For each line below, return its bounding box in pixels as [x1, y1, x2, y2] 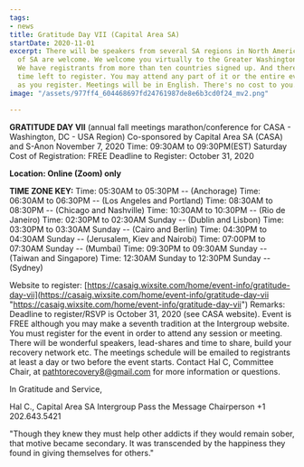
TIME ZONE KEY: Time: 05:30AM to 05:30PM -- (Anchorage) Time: [9, 185, 261, 196]
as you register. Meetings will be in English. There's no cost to [17, 80, 278, 89]
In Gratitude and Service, [9, 383, 102, 394]
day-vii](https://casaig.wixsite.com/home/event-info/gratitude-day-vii [9, 289, 270, 300]
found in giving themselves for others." [9, 447, 155, 458]
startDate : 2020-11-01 [9, 38, 95, 48]
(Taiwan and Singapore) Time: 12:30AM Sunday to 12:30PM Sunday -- [9, 252, 271, 263]
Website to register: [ [9, 279, 88, 290]
